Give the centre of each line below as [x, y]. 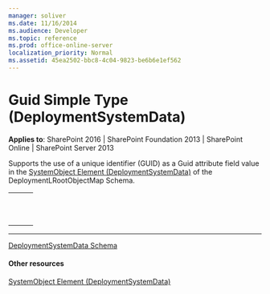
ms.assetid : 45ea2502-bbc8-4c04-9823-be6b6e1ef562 [95, 61]
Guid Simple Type [68, 100]
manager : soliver [37, 16]
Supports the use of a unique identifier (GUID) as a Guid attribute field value [134, 163]
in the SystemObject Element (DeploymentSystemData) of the [110, 171]
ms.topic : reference [43, 38]
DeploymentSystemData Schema [63, 245]
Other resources [36, 264]
